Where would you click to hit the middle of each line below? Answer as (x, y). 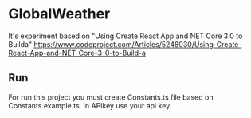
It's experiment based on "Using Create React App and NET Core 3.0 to (125, 36)
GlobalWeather (59, 14)
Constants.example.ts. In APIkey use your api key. (90, 105)
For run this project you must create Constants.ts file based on (111, 97)
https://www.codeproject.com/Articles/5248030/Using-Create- (138, 44)
